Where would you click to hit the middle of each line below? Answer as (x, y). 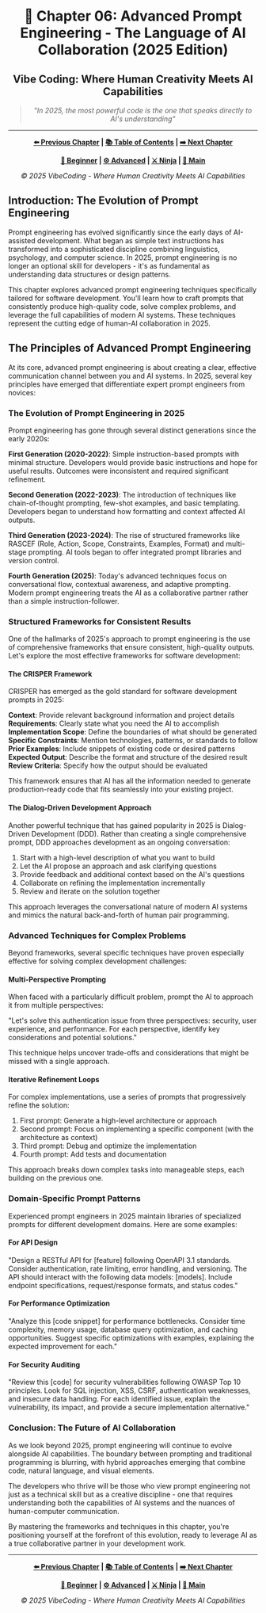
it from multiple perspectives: (56, 1005)
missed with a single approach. (59, 1062)
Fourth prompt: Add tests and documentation (93, 1154)
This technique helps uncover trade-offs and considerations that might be (129, 1053)
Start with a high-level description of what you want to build (117, 857)
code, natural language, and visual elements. (81, 1470)
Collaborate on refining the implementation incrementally (112, 883)
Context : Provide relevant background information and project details (122, 715)
